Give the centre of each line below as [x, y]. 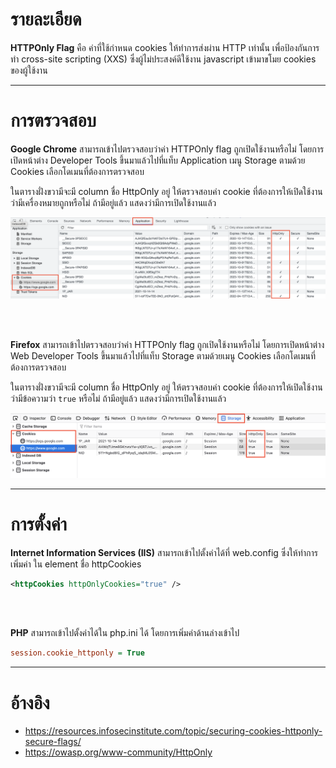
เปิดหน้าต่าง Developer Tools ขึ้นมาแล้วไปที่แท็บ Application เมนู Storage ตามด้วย [158, 160]
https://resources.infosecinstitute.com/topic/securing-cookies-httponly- [173, 731]
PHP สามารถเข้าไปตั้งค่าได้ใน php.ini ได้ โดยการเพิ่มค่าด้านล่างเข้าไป [125, 633]
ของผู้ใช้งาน [29, 70]
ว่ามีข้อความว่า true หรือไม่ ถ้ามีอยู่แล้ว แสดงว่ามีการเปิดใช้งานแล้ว [118, 398]
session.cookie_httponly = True [77, 653]
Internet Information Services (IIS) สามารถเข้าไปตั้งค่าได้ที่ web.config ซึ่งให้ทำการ [164, 552]
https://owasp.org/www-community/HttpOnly [118, 752]
